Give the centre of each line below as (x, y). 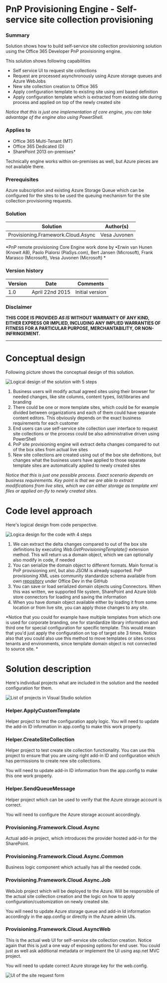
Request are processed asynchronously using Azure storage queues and (87, 76)
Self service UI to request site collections (55, 71)
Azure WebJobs (29, 81)
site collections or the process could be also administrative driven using (86, 433)
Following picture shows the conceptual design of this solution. (70, 372)
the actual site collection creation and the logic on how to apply (70, 896)
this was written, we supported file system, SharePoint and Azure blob (84, 591)
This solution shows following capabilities (48, 61)
